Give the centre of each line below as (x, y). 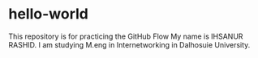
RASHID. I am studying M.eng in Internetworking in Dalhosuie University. (129, 44)
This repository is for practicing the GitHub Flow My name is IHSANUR (126, 36)
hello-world (49, 14)
